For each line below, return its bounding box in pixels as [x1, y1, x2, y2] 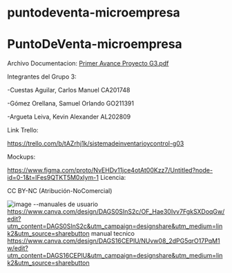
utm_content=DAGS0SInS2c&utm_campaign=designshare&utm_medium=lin [7, 222, 223, 230]
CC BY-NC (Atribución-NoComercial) [7, 187, 113, 195]
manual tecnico [90, 230, 135, 238]
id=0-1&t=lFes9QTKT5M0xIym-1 [7, 174, 99, 182]
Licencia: [99, 174, 126, 182]
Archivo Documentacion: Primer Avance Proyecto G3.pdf [7, 59, 169, 68]
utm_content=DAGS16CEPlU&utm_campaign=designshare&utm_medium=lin [7, 252, 223, 260]
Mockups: [7, 153, 36, 161]
